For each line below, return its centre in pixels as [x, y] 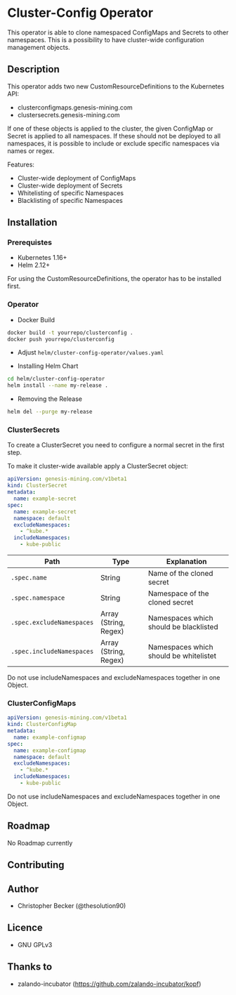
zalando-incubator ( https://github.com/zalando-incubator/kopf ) [109, 984]
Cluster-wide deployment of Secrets [70, 185]
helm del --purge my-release [50, 412]
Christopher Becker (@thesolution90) [72, 905]
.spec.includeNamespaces [52, 652]
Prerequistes [30, 242]
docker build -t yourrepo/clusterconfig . [70, 332]
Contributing [36, 865]
